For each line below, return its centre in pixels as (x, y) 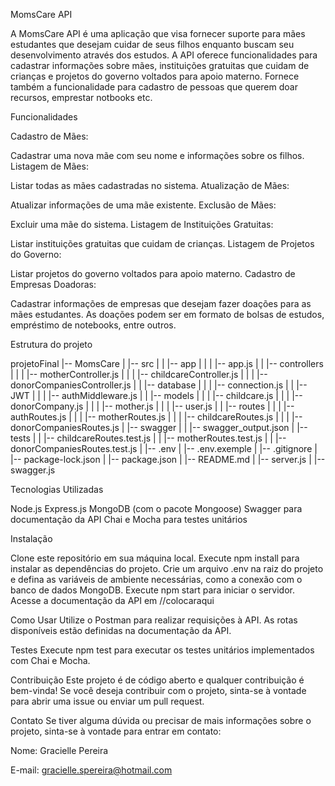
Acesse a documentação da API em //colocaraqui (112, 600)
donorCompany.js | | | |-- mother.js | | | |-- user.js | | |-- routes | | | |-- (152, 406)
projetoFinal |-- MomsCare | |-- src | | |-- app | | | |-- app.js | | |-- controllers (167, 363)
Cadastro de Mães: (49, 136)
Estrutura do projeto (51, 344)
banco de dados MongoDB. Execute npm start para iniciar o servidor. (152, 590)
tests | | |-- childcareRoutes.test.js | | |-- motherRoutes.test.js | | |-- (148, 438)
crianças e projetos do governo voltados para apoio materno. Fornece (155, 76)
